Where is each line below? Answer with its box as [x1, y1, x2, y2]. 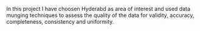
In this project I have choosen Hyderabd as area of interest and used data [6, 5, 190, 12]
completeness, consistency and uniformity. [6, 18, 114, 25]
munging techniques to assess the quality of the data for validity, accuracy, [6, 12, 195, 19]
